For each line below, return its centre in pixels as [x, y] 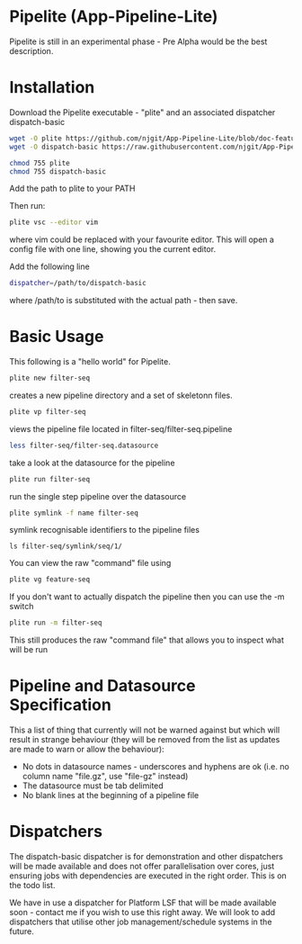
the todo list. [32, 886]
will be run [29, 650]
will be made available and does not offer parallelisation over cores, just [142, 867]
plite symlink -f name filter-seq [74, 513]
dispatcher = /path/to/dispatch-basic [78, 283]
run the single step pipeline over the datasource [98, 496]
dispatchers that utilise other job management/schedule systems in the [141, 922]
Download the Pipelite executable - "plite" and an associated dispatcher [142, 112]
